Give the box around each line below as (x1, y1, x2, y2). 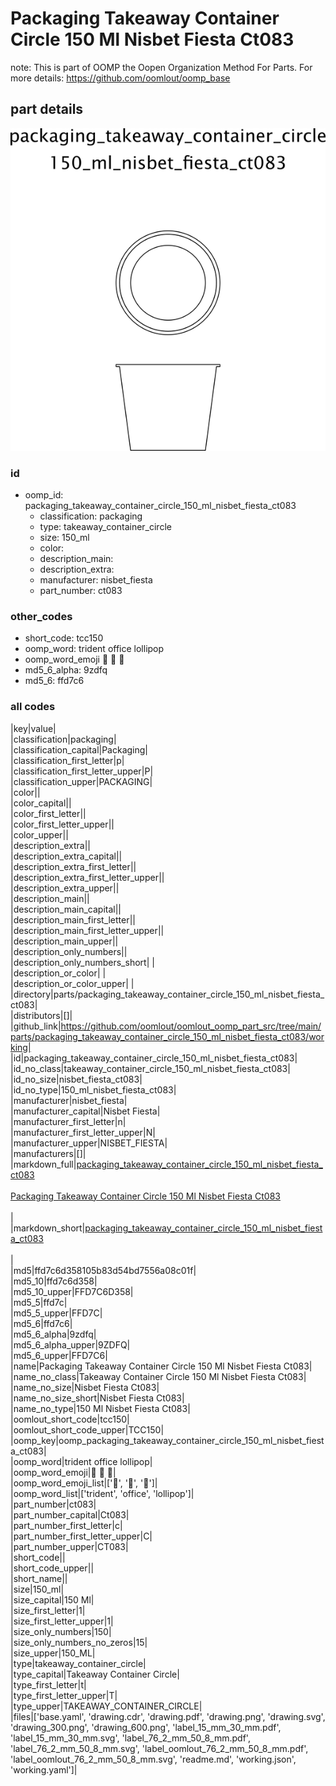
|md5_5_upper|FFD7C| (10, 1307, 103, 1319)
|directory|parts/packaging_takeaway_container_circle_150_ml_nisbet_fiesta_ (10, 988, 325, 1000)
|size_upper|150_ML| (10, 1647, 96, 1659)
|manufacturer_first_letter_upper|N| (10, 1126, 156, 1138)
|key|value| (10, 722, 57, 734)
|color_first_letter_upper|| (10, 818, 115, 830)
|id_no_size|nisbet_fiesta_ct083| (10, 1073, 143, 1085)
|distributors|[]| (10, 1009, 73, 1021)
